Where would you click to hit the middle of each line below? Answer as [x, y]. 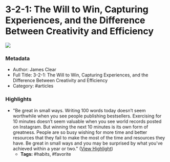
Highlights [18, 99]
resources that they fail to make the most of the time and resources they [89, 137]
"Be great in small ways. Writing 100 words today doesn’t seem [79, 110]
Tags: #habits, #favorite [46, 154]
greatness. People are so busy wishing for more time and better [80, 132]
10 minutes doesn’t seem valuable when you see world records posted [87, 121]
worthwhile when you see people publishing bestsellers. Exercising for [87, 116]
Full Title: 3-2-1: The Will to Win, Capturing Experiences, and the [80, 75]
